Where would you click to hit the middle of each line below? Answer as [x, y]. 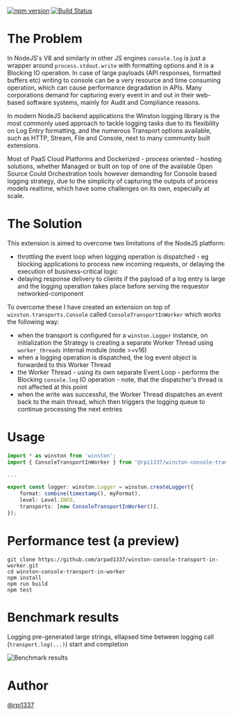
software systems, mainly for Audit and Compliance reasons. [113, 102]
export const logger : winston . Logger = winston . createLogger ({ [101, 487]
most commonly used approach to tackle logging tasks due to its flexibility [113, 123]
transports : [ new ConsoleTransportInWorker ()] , [89, 507]
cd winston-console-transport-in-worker [67, 571]
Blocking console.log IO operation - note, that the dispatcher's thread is [120, 380]
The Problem [45, 39]
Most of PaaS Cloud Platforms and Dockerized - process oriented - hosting [114, 158]
